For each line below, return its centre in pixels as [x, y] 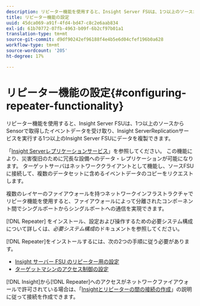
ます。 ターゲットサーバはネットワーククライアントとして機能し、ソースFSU [100, 166]
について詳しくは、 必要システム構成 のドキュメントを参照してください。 [95, 228]
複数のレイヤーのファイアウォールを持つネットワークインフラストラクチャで [100, 193]
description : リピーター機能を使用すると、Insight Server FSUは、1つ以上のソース [100, 12]
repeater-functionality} [65, 106]
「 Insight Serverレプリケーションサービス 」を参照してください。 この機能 [97, 151]
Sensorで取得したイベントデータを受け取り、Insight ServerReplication [92, 131]
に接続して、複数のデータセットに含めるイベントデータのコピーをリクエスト [100, 173]
